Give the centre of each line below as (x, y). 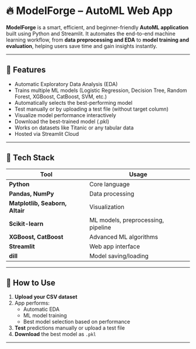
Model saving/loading (119, 256)
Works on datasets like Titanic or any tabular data (74, 128)
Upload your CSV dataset (46, 297)
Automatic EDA (41, 309)
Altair (17, 210)
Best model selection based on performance (76, 322)
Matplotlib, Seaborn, (38, 203)
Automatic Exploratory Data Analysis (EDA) (66, 84)
